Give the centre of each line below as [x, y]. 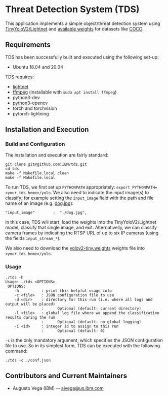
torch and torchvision [35, 108]
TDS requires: [20, 77]
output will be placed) [30, 304]
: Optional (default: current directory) [91, 309]
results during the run [30, 317]
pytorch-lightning [31, 113]
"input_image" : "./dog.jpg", [46, 213]
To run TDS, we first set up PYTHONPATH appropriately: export [68, 187]
